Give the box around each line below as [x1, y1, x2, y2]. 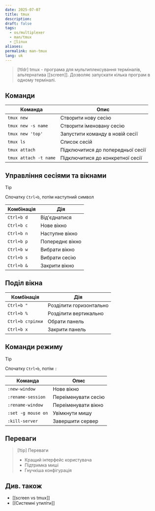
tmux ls [7, 139, 26, 145]
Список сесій [60, 139, 93, 146]
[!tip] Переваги [17, 447, 49, 453]
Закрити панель [47, 326, 86, 333]
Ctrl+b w [7, 247, 28, 252]
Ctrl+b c [7, 223, 28, 228]
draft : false [5, 21, 32, 26]
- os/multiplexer [9, 30, 45, 35]
